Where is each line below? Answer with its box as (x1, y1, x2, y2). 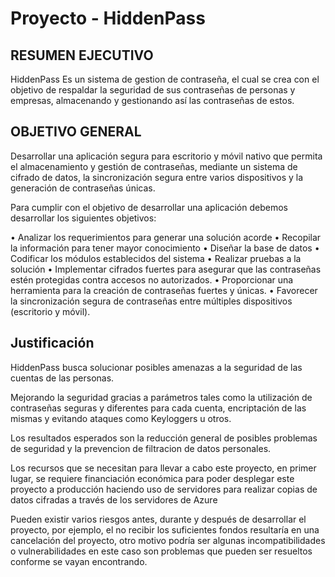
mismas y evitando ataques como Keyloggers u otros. (10, 412, 232, 424)
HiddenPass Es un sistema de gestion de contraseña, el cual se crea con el (10, 73, 320, 85)
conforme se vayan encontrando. (10, 555, 148, 567)
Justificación (10, 335, 95, 352)
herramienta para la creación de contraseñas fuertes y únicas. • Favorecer (10, 284, 318, 296)
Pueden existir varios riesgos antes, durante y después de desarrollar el (10, 513, 307, 525)
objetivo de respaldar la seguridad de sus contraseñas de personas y (10, 84, 296, 96)
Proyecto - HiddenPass (10, 7, 206, 30)
